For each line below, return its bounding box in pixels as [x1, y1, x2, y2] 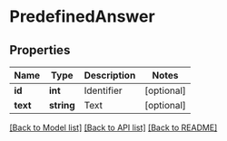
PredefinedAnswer [9, 6, 156, 27]
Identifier [84, 84, 123, 97]
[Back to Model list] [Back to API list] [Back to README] [9, 122, 218, 133]
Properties [9, 42, 71, 58]
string [48, 99, 75, 111]
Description [84, 70, 136, 81]
